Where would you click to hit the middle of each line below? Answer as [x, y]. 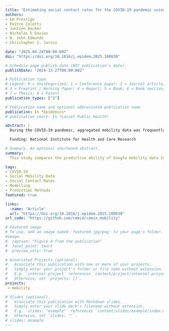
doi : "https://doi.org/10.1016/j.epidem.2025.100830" [63, 56]
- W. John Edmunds [24, 38]
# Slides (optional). [28, 297]
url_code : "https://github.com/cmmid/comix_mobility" [63, 218]
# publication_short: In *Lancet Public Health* [57, 116]
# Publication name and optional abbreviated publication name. [74, 107]
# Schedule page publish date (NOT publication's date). [66, 65]
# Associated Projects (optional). [43, 260]
